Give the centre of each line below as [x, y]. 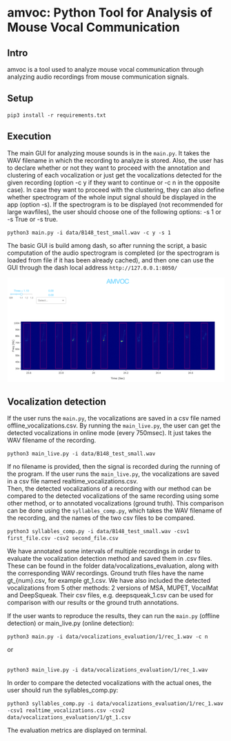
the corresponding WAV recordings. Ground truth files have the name [106, 573]
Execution [29, 136]
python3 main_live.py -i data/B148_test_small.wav [81, 454]
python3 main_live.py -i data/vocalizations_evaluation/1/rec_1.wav [108, 670]
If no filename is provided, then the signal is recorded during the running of [114, 467]
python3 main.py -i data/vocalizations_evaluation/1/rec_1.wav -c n [108, 637]
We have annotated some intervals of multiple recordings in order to [104, 551]
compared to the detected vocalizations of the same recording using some [113, 496]
